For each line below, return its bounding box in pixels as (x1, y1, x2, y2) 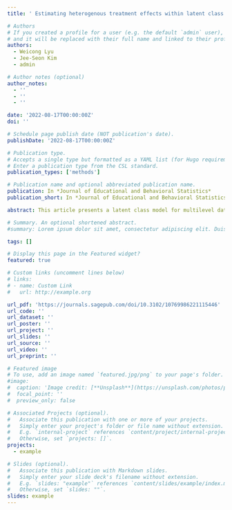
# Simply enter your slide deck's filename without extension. (7, 473, 199, 480)
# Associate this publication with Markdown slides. (7, 467, 168, 474)
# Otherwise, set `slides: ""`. (7, 487, 107, 493)
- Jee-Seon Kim (13, 55, 57, 62)
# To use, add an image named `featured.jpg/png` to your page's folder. (7, 371, 224, 379)
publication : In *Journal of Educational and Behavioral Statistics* (7, 188, 212, 195)
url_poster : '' (7, 321, 51, 328)
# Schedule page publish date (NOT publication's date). (7, 131, 175, 138)
